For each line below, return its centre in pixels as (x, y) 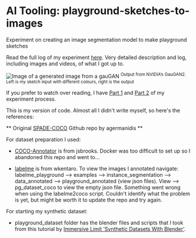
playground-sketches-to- (126, 11)
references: (20, 117)
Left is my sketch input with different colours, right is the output (70, 82)
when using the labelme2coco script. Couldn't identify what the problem (102, 193)
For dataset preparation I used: (44, 139)
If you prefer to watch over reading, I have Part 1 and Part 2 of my (85, 92)
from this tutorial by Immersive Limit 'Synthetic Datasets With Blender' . (100, 229)
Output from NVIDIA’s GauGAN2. (153, 74)
